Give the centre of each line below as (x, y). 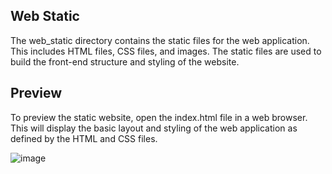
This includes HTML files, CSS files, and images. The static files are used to (166, 51)
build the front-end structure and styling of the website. (125, 61)
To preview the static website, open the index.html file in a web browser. (159, 117)
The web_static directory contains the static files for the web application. (160, 40)
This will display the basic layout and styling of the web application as (154, 128)
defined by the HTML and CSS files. (84, 138)
